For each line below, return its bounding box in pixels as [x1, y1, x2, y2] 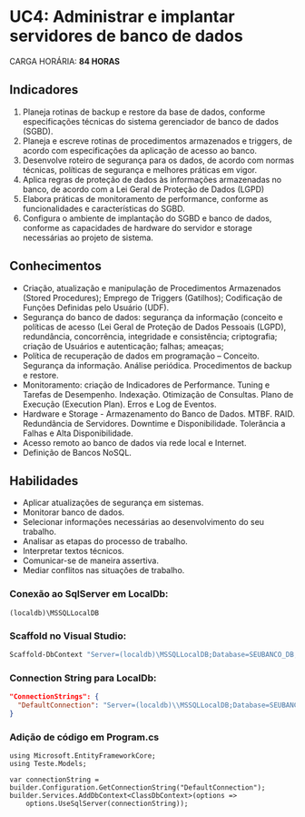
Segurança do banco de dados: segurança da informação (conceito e [22, 311, 283, 322]
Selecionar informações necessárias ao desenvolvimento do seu [22, 517, 265, 528]
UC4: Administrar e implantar [9, 6, 235, 27]
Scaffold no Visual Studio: [9, 630, 127, 642]
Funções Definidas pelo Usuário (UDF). [22, 302, 170, 313]
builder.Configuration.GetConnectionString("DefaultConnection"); [9, 783, 266, 792]
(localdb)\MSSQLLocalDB [9, 608, 100, 618]
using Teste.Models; [9, 760, 88, 769]
